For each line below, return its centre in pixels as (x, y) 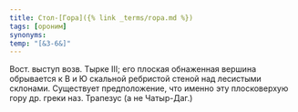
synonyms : (28, 35)
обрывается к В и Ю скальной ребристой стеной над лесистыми (135, 79)
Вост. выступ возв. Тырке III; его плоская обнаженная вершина (133, 69)
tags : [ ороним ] (38, 26)
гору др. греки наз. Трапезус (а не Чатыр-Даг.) (101, 98)
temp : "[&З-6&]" (40, 43)
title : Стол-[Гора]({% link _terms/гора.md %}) (102, 18)
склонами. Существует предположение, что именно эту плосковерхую (149, 88)
